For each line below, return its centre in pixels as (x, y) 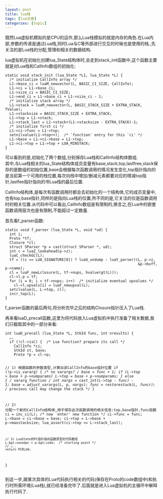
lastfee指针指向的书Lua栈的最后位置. (47, 182)
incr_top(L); (23, 294)
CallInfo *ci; (28, 346)
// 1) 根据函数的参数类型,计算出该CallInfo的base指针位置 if (62, 368)
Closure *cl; (23, 243)
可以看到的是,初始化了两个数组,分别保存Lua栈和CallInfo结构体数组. (72, 157)
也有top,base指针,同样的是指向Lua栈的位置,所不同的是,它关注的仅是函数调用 (81, 198)
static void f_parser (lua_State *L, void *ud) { (56, 230)
